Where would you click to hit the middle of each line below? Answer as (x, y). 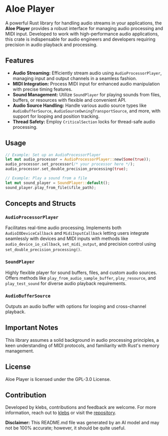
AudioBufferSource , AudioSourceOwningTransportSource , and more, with (87, 111)
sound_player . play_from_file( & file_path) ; (51, 187)
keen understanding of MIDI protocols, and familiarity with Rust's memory (82, 345)
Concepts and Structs (41, 203)
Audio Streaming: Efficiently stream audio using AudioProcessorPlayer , (87, 73)
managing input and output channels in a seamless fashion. (75, 78)
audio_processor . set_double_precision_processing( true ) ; (67, 169)
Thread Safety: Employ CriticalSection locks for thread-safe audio (84, 121)
